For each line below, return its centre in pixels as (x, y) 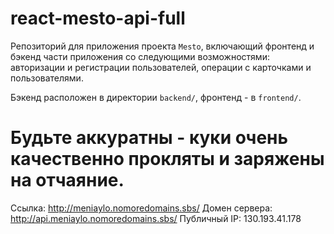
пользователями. (47, 78)
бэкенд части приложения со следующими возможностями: (140, 56)
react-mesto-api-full (98, 18)
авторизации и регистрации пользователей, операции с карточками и (161, 67)
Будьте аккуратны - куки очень (149, 138)
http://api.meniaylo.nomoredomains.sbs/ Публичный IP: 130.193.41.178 (156, 218)
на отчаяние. (67, 180)
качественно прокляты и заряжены (167, 159)
